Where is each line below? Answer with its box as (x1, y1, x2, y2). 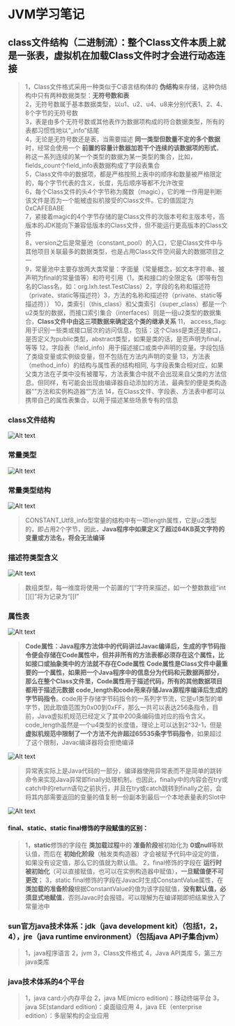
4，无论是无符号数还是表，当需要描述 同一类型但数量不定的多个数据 (24, 135, 220, 143)
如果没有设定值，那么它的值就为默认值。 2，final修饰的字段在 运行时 (24, 858, 222, 867)
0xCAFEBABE (24, 204, 65, 212)
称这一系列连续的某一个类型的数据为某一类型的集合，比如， (24, 152, 197, 161)
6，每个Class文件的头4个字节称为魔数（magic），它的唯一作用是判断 (24, 187, 222, 196)
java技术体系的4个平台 (8, 976, 84, 986)
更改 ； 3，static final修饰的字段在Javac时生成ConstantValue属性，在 (24, 876, 224, 884)
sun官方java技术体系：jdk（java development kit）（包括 (8, 921, 200, 931)
